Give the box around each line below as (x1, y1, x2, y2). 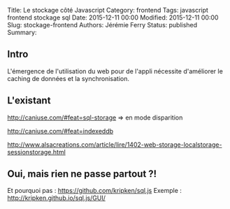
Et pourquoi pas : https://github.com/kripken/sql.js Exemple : (7, 187, 182, 195)
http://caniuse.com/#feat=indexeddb (7, 127, 114, 135)
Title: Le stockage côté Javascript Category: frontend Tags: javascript (7, 6, 208, 14)
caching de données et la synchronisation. (7, 74, 129, 82)
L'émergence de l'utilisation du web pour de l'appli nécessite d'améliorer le (7, 66, 224, 75)
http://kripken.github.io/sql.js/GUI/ (7, 194, 106, 202)
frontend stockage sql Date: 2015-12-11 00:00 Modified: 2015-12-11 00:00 (7, 13, 219, 22)
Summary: (7, 28, 37, 36)
